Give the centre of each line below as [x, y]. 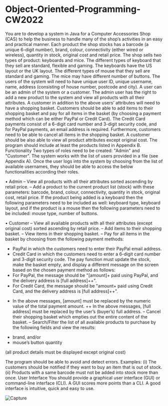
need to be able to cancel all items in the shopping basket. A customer [77, 134]
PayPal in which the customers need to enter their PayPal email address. [87, 248]
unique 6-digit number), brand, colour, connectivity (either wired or [74, 49]
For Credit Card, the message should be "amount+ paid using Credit [82, 285]
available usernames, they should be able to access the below [69, 166]
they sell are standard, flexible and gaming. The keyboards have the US [79, 65]
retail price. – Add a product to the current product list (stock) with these [80, 186]
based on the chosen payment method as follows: [64, 270]
